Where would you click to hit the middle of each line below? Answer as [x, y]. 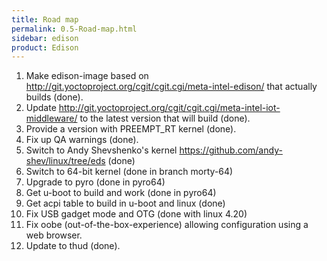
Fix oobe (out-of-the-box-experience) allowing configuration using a [167, 225]
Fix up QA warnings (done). [82, 140]
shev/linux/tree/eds [65, 161]
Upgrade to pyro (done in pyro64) [95, 182]
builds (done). [54, 97]
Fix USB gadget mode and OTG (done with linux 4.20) [136, 214]
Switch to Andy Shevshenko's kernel [101, 150]
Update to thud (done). [73, 246]
